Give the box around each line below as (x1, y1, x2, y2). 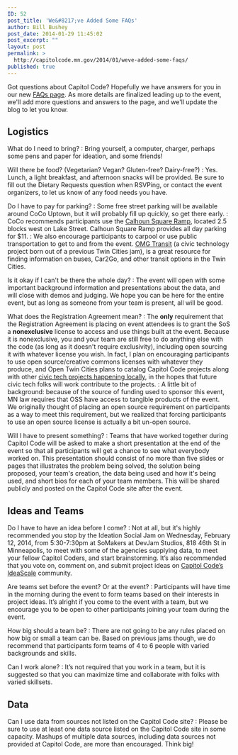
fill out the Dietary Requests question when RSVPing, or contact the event (7, 181, 222, 189)
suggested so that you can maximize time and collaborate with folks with (7, 671, 220, 679)
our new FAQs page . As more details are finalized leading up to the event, (7, 90, 222, 99)
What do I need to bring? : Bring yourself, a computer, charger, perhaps (7, 145, 215, 153)
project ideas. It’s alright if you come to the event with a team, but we (7, 598, 209, 606)
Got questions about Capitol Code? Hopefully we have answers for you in (7, 82, 222, 91)
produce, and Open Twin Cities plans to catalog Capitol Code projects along (7, 365, 229, 374)
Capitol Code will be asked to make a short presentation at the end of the (7, 439, 221, 447)
